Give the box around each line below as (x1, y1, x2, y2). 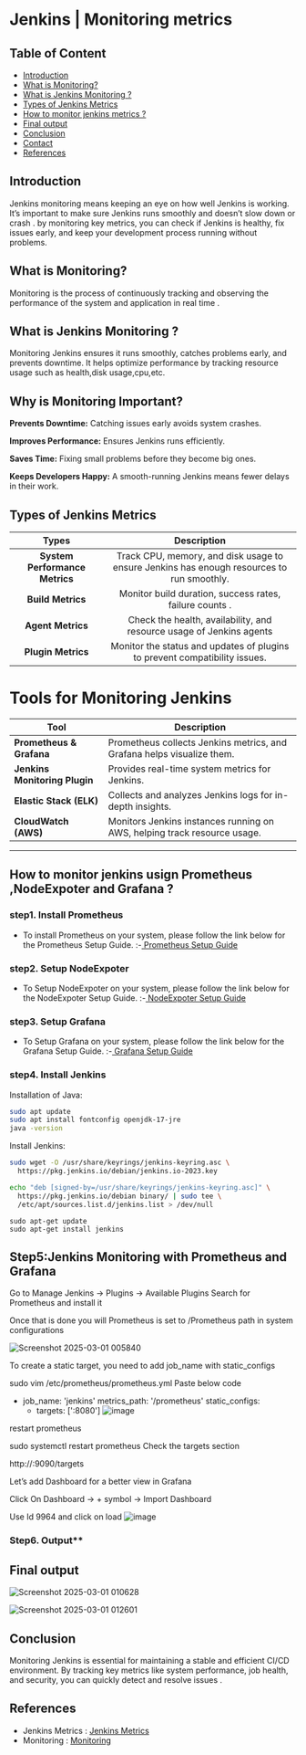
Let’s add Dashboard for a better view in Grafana (9, 1476, 192, 1487)
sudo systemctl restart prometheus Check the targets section (9, 1441, 240, 1452)
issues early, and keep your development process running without (9, 226, 258, 237)
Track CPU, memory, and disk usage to (117, 550, 284, 562)
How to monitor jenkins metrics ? (22, 109, 147, 119)
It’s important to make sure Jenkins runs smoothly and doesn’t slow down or (9, 207, 296, 218)
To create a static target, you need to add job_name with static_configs (9, 1361, 276, 1371)
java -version (9, 1124, 64, 1133)
